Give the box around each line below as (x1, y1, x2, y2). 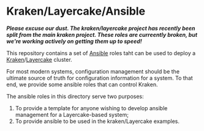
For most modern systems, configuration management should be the (6, 67, 179, 75)
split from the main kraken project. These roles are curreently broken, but (6, 31, 198, 38)
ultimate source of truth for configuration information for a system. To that (6, 74, 193, 81)
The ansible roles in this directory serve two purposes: (6, 92, 144, 100)
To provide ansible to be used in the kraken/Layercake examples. (15, 118, 179, 125)
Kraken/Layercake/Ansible (6, 4, 146, 18)
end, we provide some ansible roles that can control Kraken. (6, 81, 158, 88)
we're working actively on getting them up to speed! (6, 37, 142, 45)
